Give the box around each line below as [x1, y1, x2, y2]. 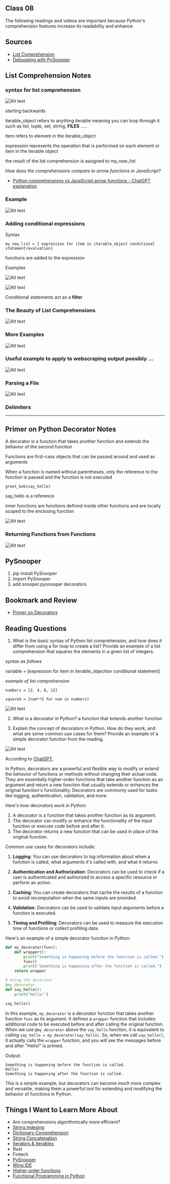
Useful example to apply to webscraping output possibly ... [5, 355, 153, 362]
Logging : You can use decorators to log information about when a [12, 853, 150, 859]
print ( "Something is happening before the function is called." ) [23, 954, 164, 959]
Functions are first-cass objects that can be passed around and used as [5, 454, 155, 460]
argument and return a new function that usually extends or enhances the [5, 782, 159, 788]
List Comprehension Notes [5, 71, 92, 80]
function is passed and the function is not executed [5, 474, 112, 481]
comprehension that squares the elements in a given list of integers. [12, 648, 154, 654]
